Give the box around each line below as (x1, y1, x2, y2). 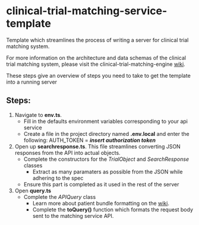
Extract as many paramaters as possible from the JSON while (32, 168, 183, 175)
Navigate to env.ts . (14, 111, 62, 118)
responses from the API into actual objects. (14, 149, 121, 156)
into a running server (6, 78, 58, 85)
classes (23, 161, 43, 169)
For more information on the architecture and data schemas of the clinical (6, 54, 186, 61)
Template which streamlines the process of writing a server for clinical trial (6, 36, 189, 43)
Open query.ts (14, 187, 52, 194)
